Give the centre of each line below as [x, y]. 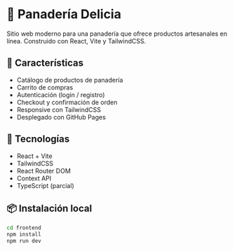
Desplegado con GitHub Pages [61, 117]
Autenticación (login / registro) [61, 94]
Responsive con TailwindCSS [59, 109]
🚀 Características [45, 63]
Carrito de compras [45, 87]
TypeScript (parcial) [45, 185]
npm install [24, 235]
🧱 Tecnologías [38, 139]
